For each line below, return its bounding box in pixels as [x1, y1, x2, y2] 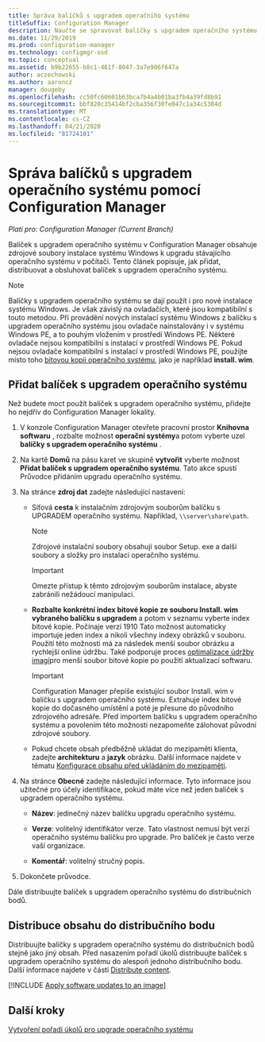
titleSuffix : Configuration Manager [8, 19, 129, 27]
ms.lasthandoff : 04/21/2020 [8, 122, 102, 130]
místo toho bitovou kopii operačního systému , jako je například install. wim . [8, 354, 255, 364]
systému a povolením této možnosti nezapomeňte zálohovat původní [31, 720, 256, 730]
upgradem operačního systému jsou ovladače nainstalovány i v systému [8, 321, 244, 331]
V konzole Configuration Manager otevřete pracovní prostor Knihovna [19, 423, 250, 432]
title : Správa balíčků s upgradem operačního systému [8, 11, 190, 20]
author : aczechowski [8, 71, 77, 79]
